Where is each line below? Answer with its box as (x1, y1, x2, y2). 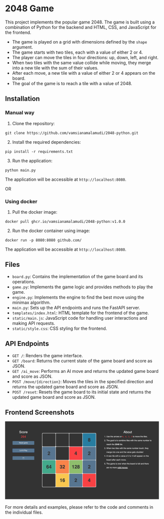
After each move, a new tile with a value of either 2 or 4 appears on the (12, 70, 155, 76)
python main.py (5, 168, 36, 173)
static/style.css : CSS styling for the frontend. (12, 325, 107, 331)
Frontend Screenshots (5, 408, 75, 416)
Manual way (5, 109, 35, 116)
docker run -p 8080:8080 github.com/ (5, 238, 82, 242)
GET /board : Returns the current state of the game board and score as (12, 358, 153, 364)
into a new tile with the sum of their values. (12, 65, 99, 71)
